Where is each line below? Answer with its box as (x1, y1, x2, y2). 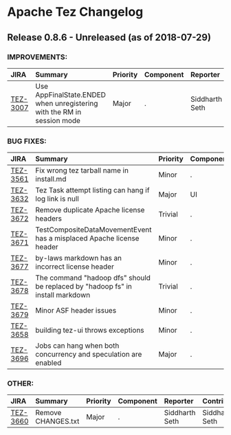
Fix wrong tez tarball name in (35, 166, 129, 175)
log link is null (35, 194, 79, 203)
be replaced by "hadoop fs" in (35, 282, 133, 291)
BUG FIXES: (7, 136, 47, 146)
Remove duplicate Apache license (35, 205, 145, 215)
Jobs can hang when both (35, 341, 120, 350)
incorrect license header (35, 262, 115, 271)
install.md (35, 175, 67, 184)
